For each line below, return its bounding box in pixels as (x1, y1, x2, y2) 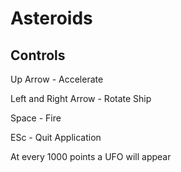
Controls (10, 47, 66, 64)
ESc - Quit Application (10, 132, 102, 143)
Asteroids (10, 7, 93, 30)
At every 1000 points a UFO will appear (10, 151, 172, 162)
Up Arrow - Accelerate (10, 73, 104, 85)
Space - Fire (10, 112, 62, 124)
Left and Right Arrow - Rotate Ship (10, 93, 152, 104)
